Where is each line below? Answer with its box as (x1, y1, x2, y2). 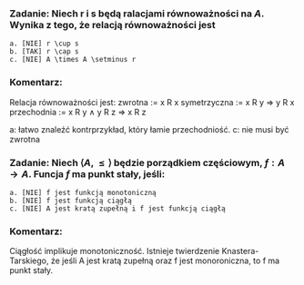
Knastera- (221, 246, 259, 257)
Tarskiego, (9, 255, 49, 266)
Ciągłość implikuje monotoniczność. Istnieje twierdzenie (9, 246, 220, 257)
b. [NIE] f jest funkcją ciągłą (9, 196, 132, 205)
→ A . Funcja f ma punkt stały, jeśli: (9, 167, 166, 180)
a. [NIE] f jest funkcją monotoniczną (9, 188, 157, 197)
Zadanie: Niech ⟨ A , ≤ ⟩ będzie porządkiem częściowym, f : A (9, 156, 285, 169)
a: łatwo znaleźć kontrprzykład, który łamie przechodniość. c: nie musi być (9, 123, 289, 134)
